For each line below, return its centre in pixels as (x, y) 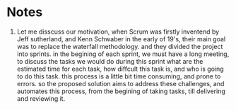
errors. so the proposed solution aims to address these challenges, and (120, 83)
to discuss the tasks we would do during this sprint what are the (110, 61)
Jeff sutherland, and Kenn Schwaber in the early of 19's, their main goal (121, 39)
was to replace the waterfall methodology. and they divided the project (120, 46)
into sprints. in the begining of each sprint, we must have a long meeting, (123, 54)
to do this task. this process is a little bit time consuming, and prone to (119, 76)
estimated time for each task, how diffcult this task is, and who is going (120, 69)
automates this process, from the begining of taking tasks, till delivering (121, 91)
